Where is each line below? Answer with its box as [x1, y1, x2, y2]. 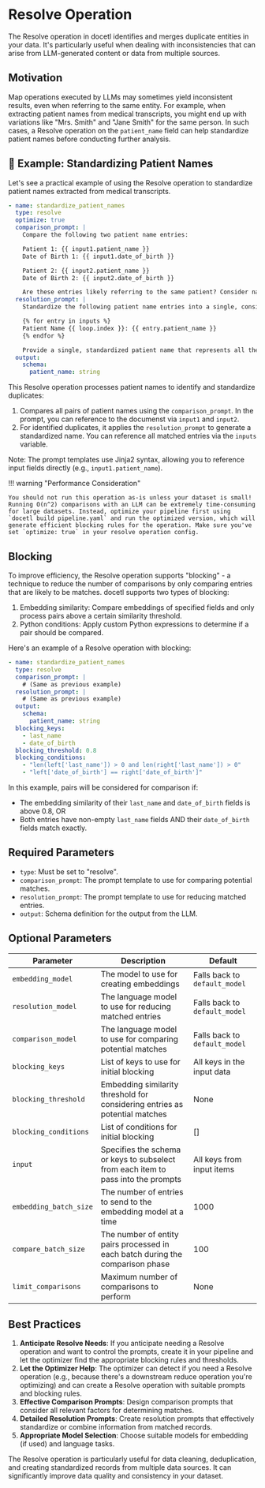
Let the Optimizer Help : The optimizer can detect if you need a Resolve [19, 1363, 252, 1374]
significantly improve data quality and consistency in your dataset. [8, 1471, 223, 1481]
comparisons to [100, 1281, 159, 1292]
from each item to [100, 1164, 166, 1175]
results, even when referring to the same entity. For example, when [8, 100, 226, 110]
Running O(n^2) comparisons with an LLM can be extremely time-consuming [8, 501, 256, 509]
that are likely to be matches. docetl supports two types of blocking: [8, 588, 230, 596]
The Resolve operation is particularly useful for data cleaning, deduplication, [8, 1454, 256, 1464]
